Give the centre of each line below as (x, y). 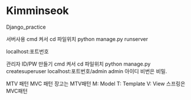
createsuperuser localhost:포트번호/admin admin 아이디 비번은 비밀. (87, 71)
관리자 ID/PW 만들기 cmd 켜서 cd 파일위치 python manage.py (78, 64)
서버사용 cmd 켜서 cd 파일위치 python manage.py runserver (77, 39)
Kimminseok (37, 11)
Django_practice (26, 27)
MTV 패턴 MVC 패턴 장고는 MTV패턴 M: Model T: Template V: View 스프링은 (96, 84)
